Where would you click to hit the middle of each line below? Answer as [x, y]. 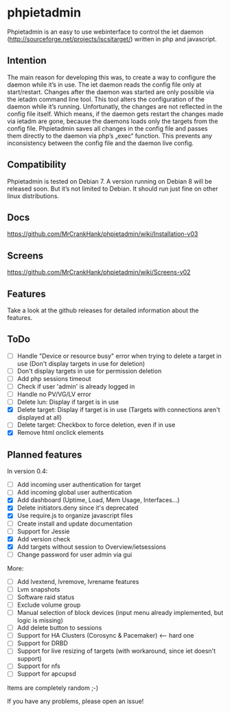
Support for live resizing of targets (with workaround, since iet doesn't [116, 651]
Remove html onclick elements [60, 433]
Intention [27, 61]
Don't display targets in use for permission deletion [89, 371]
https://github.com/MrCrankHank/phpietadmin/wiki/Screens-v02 [99, 272]
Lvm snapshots [38, 589]
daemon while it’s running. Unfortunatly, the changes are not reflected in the [115, 106]
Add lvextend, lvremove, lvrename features [78, 581]
